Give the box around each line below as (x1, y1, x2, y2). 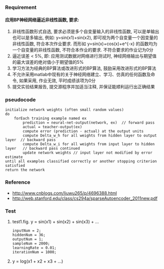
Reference (5, 179, 30, 186)
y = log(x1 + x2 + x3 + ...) (12, 258, 63, 264)
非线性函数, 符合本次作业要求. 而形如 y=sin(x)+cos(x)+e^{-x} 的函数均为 (12, 41, 158, 47)
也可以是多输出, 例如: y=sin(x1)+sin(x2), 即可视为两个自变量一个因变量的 (12, 35, 158, 41)
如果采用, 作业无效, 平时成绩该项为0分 (19, 78, 96, 83)
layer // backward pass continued (5, 146, 80, 151)
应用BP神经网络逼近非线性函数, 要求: (5, 17, 80, 23)
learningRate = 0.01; (12, 245, 56, 250)
